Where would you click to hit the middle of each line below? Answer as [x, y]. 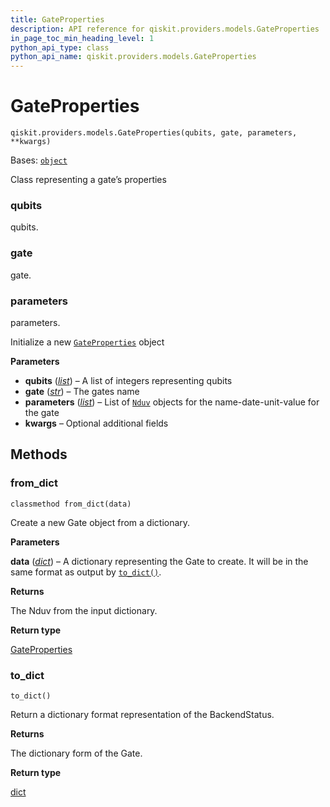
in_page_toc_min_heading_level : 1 [82, 38]
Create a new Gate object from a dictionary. [100, 522]
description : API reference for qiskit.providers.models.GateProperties [165, 29]
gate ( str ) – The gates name [82, 391]
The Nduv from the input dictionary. [84, 610]
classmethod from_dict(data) [71, 504]
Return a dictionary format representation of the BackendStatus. [142, 714]
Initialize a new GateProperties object [87, 342]
